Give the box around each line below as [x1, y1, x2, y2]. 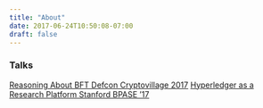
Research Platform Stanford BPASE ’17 [9, 88, 150, 99]
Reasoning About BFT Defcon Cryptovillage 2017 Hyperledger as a [9, 79, 254, 90]
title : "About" [9, 12, 66, 22]
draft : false [9, 29, 58, 38]
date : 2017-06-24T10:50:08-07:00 [9, 21, 134, 30]
